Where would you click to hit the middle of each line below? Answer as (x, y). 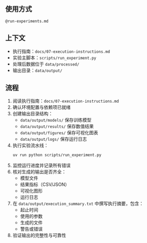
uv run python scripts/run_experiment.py (57, 155)
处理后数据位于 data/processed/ (46, 64)
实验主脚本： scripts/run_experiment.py (54, 57)
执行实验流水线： (30, 145)
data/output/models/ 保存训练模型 (56, 120)
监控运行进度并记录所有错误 (42, 165)
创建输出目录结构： (33, 114)
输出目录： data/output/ (37, 70)
